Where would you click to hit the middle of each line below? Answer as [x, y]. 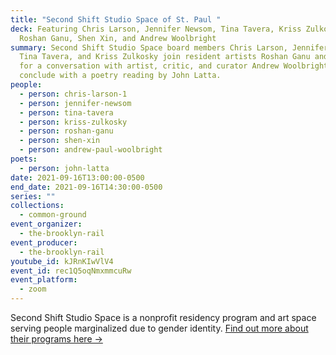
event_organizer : [46, 224]
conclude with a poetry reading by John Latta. [120, 76]
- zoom [33, 289]
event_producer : [44, 242]
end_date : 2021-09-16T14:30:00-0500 [86, 187]
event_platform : [44, 280]
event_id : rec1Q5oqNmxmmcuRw [71, 271]
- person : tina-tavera [66, 112]
